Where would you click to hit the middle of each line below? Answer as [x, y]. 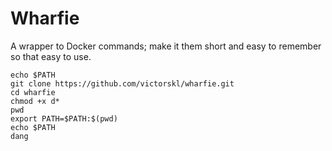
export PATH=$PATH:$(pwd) [64, 118]
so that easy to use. [51, 56]
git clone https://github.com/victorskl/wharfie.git [122, 83]
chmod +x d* [35, 101]
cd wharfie [33, 92]
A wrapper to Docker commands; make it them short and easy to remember [166, 46]
